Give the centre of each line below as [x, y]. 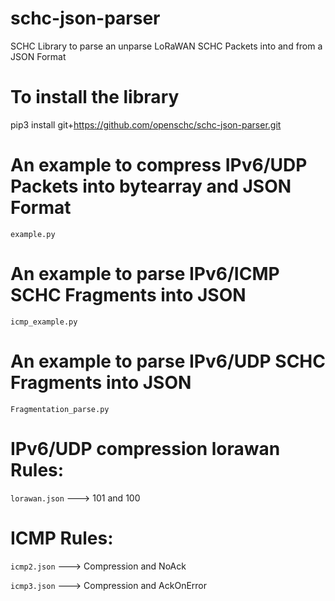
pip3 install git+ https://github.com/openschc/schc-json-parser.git [146, 124]
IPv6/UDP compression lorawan [145, 448]
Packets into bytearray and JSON [151, 186]
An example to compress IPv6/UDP [159, 165]
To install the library [95, 97]
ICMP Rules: [62, 538]
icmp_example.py [44, 322]
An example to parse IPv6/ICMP [145, 274]
